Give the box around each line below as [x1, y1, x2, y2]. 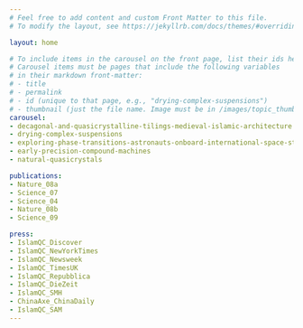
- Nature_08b [9, 205, 59, 214]
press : [9, 230, 34, 239]
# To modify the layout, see [9, 22, 119, 31]
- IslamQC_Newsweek [9, 255, 83, 264]
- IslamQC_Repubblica [9, 272, 91, 281]
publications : [9, 171, 63, 181]
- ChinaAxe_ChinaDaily [9, 297, 95, 306]
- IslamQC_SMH [9, 288, 63, 298]
